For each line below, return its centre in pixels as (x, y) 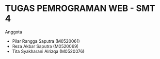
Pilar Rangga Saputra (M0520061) (46, 41)
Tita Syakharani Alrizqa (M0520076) (48, 51)
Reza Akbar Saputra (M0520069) (45, 46)
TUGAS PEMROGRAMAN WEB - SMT (80, 8)
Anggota (14, 32)
